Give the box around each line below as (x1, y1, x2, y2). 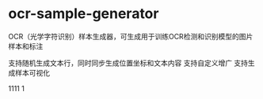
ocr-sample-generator (8, 5, 159, 23)
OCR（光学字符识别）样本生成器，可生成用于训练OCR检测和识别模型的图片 (8, 31, 253, 41)
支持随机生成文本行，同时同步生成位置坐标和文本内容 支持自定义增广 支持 (8, 58, 248, 68)
